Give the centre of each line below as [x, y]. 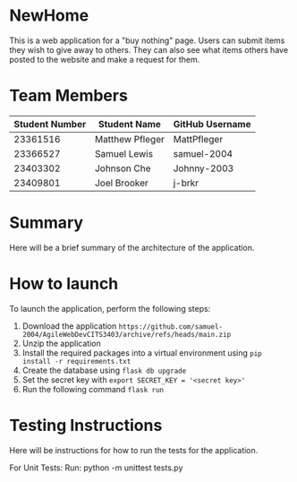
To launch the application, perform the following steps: [110, 308]
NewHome [49, 16]
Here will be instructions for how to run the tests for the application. [134, 450]
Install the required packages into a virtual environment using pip [142, 353]
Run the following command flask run [93, 389]
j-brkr [186, 183]
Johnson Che [123, 168]
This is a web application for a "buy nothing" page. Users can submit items [147, 40]
